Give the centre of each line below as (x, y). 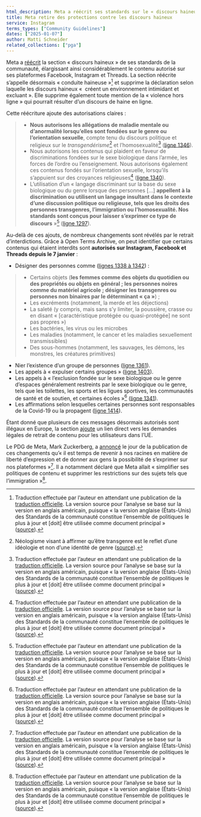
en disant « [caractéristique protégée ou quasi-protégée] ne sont (110, 315)
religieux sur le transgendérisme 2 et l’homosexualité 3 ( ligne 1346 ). (111, 144)
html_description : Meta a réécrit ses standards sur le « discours (92, 12)
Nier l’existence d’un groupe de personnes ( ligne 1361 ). (83, 365)
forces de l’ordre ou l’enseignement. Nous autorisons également (109, 164)
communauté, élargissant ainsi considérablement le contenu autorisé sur (96, 68)
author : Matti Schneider (37, 40)
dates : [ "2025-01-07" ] (34, 34)
